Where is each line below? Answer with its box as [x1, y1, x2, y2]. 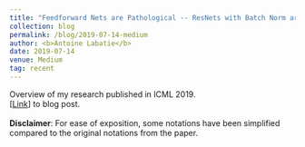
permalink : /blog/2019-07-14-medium [9, 30, 148, 39]
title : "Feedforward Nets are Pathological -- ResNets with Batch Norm [9, 13, 286, 23]
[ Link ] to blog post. [9, 98, 81, 109]
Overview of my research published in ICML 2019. [9, 88, 196, 100]
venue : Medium [9, 55, 64, 64]
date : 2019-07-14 [9, 47, 75, 56]
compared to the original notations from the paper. [9, 127, 198, 138]
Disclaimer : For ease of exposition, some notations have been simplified [9, 117, 280, 128]
